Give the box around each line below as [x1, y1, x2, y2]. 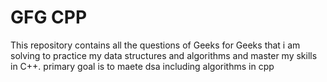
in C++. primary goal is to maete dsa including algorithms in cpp [10, 60, 275, 72]
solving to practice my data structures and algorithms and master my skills [10, 49, 318, 61]
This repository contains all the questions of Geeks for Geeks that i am [10, 39, 301, 51]
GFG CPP [10, 6, 88, 29]
